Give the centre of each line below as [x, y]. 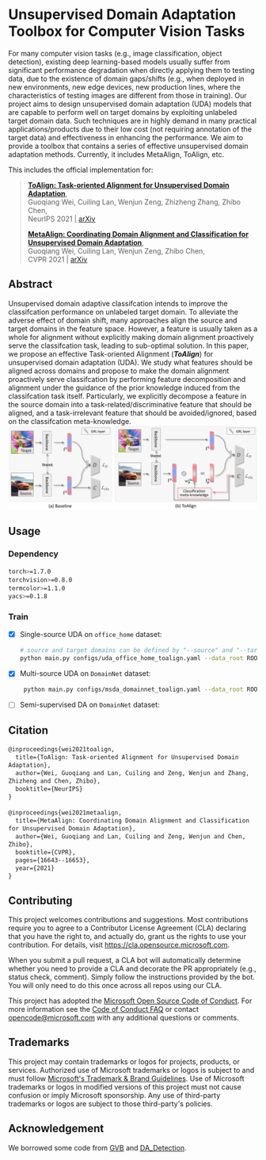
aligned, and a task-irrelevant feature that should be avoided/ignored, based [133, 413]
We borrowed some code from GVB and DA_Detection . [97, 1147]
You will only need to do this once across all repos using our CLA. [115, 985]
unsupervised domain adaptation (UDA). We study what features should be [131, 362]
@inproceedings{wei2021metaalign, [65, 813]
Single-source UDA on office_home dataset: [91, 634]
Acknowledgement [56, 1129]
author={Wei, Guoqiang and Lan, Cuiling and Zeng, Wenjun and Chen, [131, 837]
